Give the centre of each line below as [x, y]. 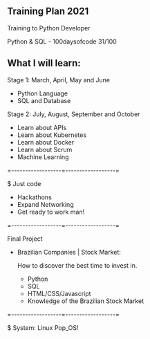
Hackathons [34, 197]
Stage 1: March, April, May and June [59, 80]
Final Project [25, 239]
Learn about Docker [46, 142]
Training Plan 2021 [48, 11]
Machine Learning [43, 157]
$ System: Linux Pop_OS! [43, 327]
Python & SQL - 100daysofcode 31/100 [62, 42]
